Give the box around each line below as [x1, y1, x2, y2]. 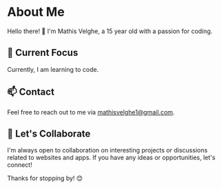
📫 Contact [7, 86, 55, 98]
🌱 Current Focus [7, 47, 79, 59]
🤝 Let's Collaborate [7, 128, 91, 139]
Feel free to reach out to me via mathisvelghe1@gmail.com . [7, 108, 175, 116]
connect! [7, 161, 32, 169]
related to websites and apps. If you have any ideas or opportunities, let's [7, 153, 216, 162]
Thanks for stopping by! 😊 [7, 174, 83, 183]
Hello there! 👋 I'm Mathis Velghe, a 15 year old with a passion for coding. [7, 27, 213, 35]
